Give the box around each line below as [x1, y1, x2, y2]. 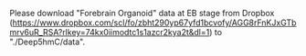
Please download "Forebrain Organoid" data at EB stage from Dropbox [9, 8, 275, 18]
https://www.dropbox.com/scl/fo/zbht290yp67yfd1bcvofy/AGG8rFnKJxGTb [12, 17, 297, 28]
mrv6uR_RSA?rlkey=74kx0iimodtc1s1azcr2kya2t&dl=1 [9, 27, 210, 37]
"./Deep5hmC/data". [9, 36, 85, 47]
